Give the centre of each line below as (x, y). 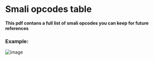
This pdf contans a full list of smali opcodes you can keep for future (77, 23)
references (17, 28)
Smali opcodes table (48, 9)
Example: (17, 41)
